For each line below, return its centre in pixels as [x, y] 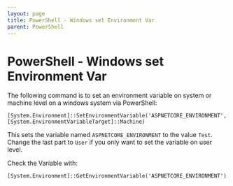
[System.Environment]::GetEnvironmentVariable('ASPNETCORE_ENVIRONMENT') [117, 176]
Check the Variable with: [43, 163]
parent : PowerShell [36, 27]
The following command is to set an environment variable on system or [110, 96]
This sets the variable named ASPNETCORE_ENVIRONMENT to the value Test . [110, 135]
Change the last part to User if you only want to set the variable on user [110, 142]
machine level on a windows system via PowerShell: [82, 103]
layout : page [26, 14]
